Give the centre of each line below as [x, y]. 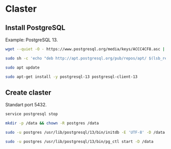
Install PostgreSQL [35, 28]
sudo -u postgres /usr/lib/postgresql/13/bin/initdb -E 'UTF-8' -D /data [85, 133]
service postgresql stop [32, 114]
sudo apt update [22, 67]
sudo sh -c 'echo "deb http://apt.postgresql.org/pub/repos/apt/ [76, 58]
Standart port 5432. [26, 105]
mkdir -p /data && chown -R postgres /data [52, 123]
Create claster [28, 92]
